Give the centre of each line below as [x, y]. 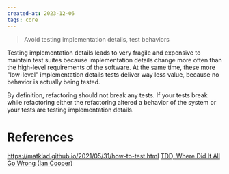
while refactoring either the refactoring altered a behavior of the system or [112, 102]
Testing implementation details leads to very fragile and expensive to [104, 53]
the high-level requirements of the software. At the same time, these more [111, 67]
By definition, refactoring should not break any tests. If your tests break [107, 95]
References [40, 137]
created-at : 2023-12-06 [41, 13]
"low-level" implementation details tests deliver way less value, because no [113, 74]
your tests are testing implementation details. [71, 110]
